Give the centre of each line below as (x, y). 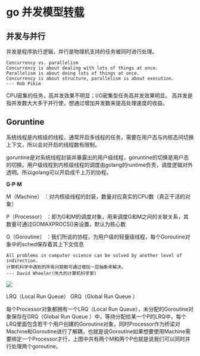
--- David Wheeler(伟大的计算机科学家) (51, 273)
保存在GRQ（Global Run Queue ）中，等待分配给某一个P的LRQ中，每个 (99, 316)
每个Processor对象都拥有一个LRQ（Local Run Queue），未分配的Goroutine (97, 309)
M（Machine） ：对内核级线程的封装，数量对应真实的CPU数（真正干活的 (96, 196)
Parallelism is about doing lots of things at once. (73, 73)
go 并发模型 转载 (45, 12)
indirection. (22, 261)
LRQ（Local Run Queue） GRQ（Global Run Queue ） (72, 296)
